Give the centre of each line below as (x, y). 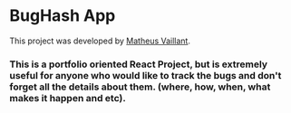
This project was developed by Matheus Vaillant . (100, 41)
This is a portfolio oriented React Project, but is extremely (139, 64)
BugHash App (63, 16)
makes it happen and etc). (68, 98)
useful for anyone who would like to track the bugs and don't (145, 75)
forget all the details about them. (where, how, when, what (140, 87)
